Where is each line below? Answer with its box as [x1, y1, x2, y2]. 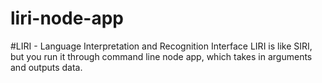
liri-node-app [10, 7, 124, 30]
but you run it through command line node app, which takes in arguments [10, 50, 313, 62]
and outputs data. [10, 61, 83, 73]
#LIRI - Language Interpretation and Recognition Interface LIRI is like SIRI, [10, 40, 313, 52]
